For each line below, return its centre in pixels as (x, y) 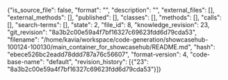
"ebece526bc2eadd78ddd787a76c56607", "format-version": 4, (98, 54)
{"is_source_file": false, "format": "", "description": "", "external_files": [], (111, 10)
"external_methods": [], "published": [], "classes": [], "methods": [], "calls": (115, 17)
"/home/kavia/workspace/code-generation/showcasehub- (124, 40)
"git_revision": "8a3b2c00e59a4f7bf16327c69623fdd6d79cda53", (102, 32)
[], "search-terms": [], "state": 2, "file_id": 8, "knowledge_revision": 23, (108, 25)
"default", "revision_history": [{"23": (98, 62)
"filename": (23, 40)
